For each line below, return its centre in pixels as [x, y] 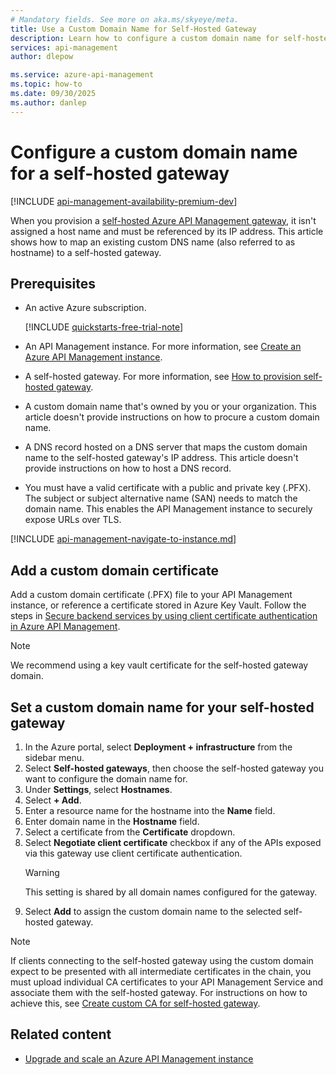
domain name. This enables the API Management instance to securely [168, 509]
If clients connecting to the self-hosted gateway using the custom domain [162, 960]
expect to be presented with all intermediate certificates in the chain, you [161, 971]
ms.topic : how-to [46, 84]
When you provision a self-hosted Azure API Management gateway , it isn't [163, 220]
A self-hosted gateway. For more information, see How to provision [163, 377]
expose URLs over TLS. [73, 520]
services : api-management [64, 47]
